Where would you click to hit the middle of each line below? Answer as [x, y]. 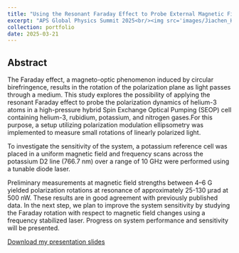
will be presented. [34, 228]
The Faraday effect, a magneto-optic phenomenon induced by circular [111, 80]
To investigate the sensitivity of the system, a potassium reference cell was [117, 146]
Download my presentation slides [56, 242]
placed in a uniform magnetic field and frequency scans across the [106, 154]
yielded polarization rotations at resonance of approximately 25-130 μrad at [118, 190]
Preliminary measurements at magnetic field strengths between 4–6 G [110, 183]
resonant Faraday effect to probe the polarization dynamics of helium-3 [112, 102]
